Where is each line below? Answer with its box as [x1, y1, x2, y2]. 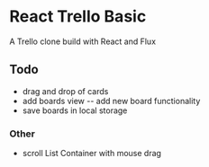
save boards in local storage [22, 105, 128, 116]
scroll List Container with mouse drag [22, 148, 162, 159]
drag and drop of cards [22, 85, 109, 96]
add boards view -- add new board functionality [22, 95, 201, 106]
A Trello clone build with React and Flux [9, 36, 156, 47]
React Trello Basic [9, 6, 147, 27]
